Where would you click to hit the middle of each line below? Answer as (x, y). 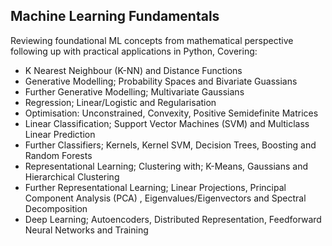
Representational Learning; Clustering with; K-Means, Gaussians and (166, 166)
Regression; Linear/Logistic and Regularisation (120, 102)
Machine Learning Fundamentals (115, 16)
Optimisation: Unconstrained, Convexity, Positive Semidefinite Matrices (171, 113)
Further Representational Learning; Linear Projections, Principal (155, 187)
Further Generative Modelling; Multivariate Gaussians (134, 91)
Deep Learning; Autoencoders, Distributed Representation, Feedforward (173, 219)
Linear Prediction (60, 134)
